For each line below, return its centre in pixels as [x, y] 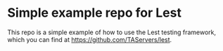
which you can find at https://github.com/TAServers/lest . [90, 39]
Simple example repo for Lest [94, 13]
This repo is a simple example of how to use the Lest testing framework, [112, 32]
